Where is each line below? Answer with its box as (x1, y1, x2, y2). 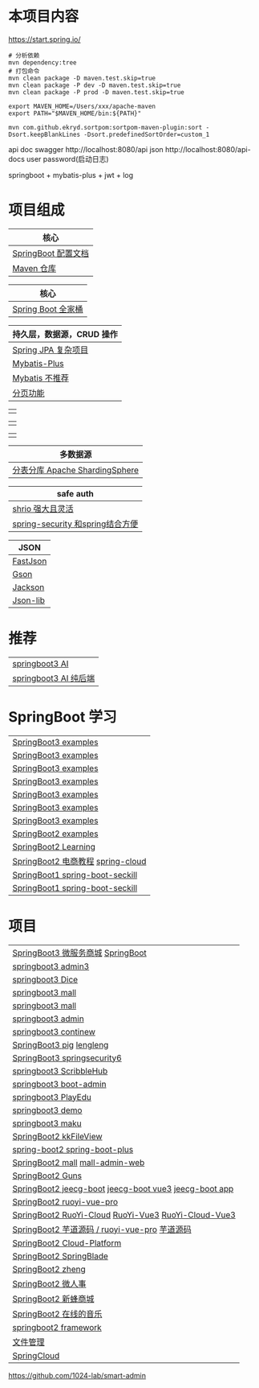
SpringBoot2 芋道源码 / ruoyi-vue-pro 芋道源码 (12, 1224, 192, 1235)
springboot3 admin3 (12, 961, 90, 972)
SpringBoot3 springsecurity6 (12, 1052, 122, 1063)
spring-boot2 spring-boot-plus (12, 1143, 134, 1155)
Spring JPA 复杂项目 (12, 344, 89, 355)
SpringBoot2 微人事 (12, 1278, 87, 1289)
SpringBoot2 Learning (12, 841, 96, 852)
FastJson (12, 555, 47, 566)
